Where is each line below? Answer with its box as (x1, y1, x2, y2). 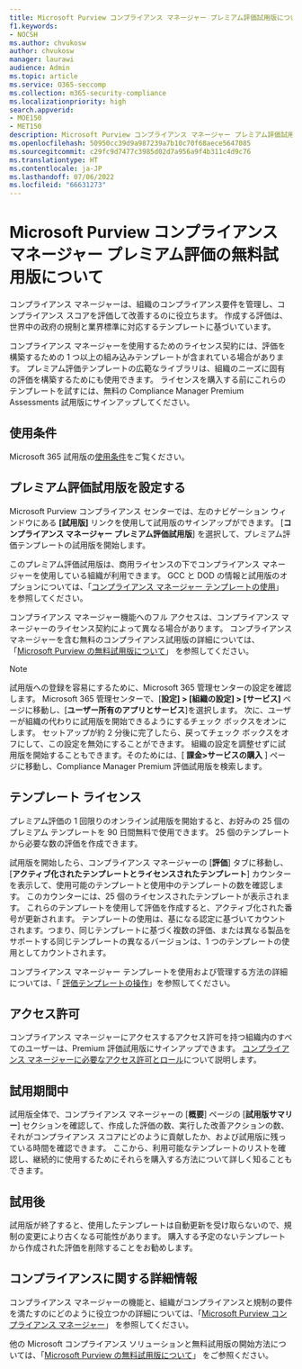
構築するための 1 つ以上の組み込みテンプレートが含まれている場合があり (9, 352, 277, 363)
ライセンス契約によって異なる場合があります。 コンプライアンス (56, 622, 292, 633)
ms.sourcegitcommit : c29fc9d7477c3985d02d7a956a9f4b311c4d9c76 (9, 147, 252, 156)
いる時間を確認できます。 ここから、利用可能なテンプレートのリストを (16, 1143, 279, 1154)
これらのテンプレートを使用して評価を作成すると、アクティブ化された (26, 902, 285, 912)
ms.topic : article (9, 72, 78, 81)
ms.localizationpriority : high (9, 96, 127, 106)
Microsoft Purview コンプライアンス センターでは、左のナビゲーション (9, 505, 270, 516)
